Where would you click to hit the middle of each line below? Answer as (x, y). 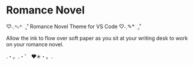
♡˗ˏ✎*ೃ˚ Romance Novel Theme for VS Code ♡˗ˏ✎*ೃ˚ (74, 26)
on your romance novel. (35, 44)
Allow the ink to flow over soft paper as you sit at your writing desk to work (97, 38)
